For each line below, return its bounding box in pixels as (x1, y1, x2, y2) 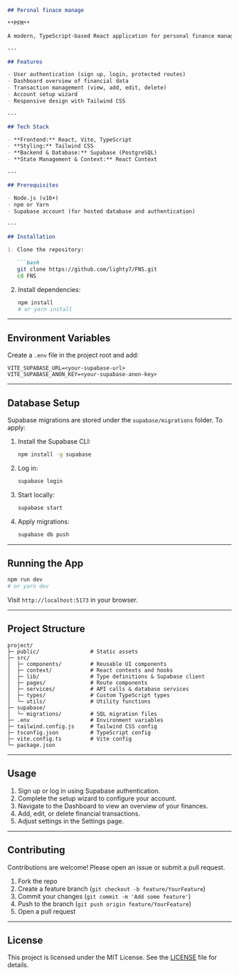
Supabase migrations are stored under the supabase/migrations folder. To (7, 416, 223, 424)
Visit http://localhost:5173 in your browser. (7, 595, 138, 605)
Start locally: (17, 490, 55, 499)
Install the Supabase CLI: (17, 437, 91, 445)
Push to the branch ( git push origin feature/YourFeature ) (17, 900, 192, 908)
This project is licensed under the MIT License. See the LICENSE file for (7, 953, 218, 961)
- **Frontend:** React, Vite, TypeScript (7, 136, 132, 143)
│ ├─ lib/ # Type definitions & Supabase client (7, 673, 205, 680)
